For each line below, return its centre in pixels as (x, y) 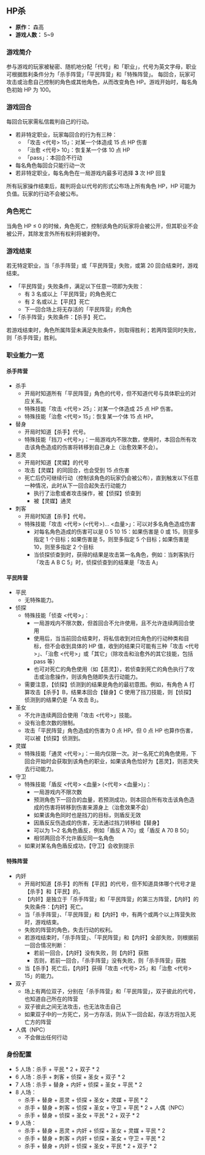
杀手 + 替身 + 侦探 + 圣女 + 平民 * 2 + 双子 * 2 (82, 1115)
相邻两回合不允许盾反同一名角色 (74, 838)
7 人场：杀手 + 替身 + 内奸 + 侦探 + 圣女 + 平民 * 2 (79, 1084)
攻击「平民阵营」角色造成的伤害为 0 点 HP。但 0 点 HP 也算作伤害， (110, 730)
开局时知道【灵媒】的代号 (57, 463)
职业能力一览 (25, 355)
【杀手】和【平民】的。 (54, 891)
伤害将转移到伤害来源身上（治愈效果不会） (98, 807)
